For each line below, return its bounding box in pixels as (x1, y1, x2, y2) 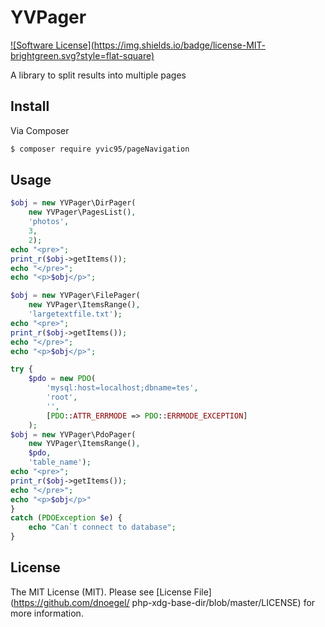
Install (10, 98, 50, 115)
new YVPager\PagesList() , (28, 207, 137, 218)
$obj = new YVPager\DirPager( (10, 198, 137, 208)
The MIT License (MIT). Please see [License (10, 586, 192, 598)
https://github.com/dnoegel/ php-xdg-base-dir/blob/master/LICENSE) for (13, 596, 316, 608)
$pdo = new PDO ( (28, 374, 97, 384)
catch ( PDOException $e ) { (10, 513, 123, 523)
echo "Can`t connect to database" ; (28, 522, 177, 533)
